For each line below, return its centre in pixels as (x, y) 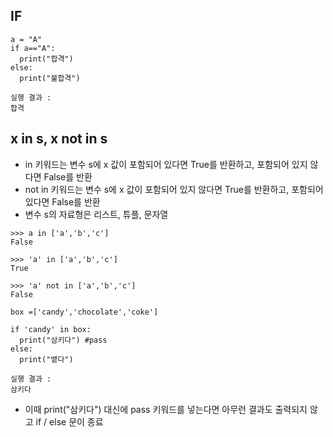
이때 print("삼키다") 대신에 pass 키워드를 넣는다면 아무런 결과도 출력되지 (166, 409)
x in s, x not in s (59, 139)
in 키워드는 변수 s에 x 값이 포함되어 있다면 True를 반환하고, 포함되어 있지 (166, 164)
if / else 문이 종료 (69, 421)
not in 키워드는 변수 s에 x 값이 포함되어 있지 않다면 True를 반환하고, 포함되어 (174, 189)
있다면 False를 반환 (62, 201)
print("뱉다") (46, 359)
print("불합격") (50, 78)
